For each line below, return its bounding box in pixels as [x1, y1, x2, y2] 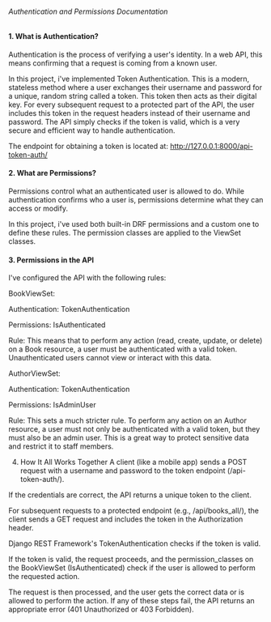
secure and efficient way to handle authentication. [8, 126, 176, 135]
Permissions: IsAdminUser [8, 400, 96, 410]
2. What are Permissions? [8, 168, 97, 178]
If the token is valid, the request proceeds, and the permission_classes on [8, 555, 254, 564]
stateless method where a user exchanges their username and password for [8, 82, 263, 92]
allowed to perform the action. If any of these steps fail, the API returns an [8, 596, 255, 606]
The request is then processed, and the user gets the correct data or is [8, 587, 245, 597]
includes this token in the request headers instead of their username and [8, 108, 251, 117]
